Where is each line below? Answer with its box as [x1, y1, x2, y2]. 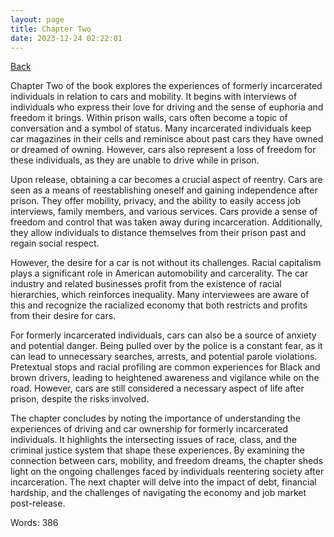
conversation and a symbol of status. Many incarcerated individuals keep [10, 122, 312, 135]
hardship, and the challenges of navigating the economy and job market [10, 487, 307, 499]
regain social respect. [10, 237, 100, 250]
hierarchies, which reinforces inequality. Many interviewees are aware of [10, 289, 310, 301]
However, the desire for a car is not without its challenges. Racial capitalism [10, 257, 322, 269]
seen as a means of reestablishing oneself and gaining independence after [10, 184, 318, 196]
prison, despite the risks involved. [10, 393, 150, 405]
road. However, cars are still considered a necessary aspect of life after [10, 382, 305, 395]
